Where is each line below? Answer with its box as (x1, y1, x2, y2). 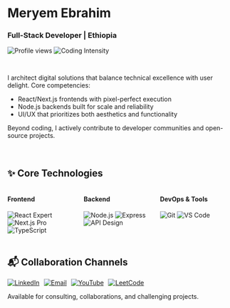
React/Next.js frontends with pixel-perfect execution (17, 95, 172, 104)
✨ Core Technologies (7, 167, 103, 179)
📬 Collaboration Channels (7, 256, 128, 268)
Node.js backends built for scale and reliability (17, 102, 155, 111)
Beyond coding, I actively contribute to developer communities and (7, 124, 204, 132)
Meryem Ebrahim (7, 5, 112, 21)
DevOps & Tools (160, 194, 208, 203)
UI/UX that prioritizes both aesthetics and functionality (17, 110, 178, 119)
